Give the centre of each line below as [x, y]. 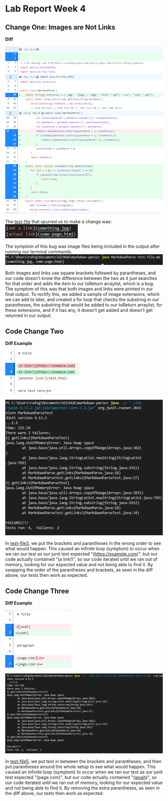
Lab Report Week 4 [45, 9]
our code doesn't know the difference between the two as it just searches [81, 278]
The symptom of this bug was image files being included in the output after [82, 246]
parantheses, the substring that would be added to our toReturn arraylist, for [84, 305]
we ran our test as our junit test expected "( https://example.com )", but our [81, 554]
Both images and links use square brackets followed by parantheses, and [80, 273]
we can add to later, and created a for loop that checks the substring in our [82, 300]
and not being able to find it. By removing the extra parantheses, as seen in [82, 788]
